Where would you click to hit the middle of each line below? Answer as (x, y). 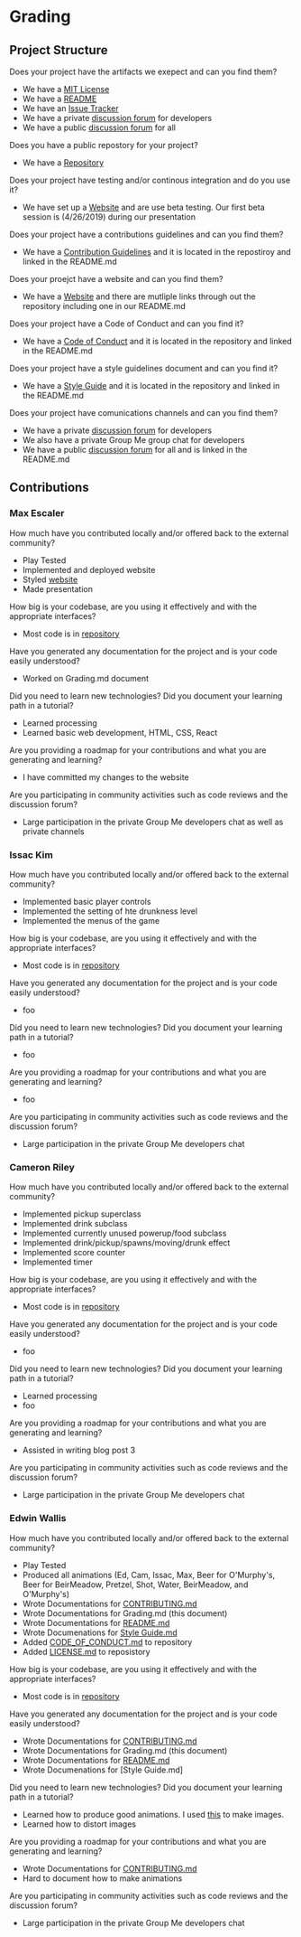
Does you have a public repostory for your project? (104, 145)
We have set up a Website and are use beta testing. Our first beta (143, 207)
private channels (53, 831)
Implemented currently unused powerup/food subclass (124, 1233)
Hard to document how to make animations (102, 1878)
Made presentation (57, 588)
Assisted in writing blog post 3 (79, 1450)
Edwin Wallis (38, 1519)
